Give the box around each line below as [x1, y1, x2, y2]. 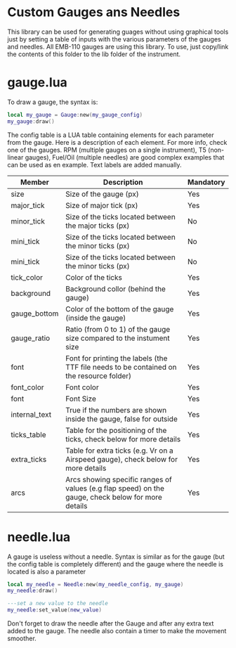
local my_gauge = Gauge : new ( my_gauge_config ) [7, 111, 143, 118]
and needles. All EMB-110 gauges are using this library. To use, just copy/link [7, 42, 229, 51]
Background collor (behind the [65, 284, 166, 294]
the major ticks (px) [65, 221, 130, 231]
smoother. [7, 634, 37, 643]
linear [7, 153, 24, 162]
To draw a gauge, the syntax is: [7, 98, 98, 106]
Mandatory [187, 177, 225, 187]
